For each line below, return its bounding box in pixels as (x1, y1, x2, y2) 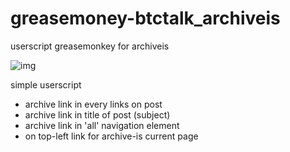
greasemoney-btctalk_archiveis (10, 7, 281, 30)
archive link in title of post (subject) (24, 108, 171, 121)
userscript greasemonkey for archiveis (10, 40, 170, 52)
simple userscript (10, 78, 82, 91)
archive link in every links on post (24, 98, 163, 110)
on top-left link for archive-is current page (24, 130, 199, 142)
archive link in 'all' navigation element (24, 119, 180, 131)
